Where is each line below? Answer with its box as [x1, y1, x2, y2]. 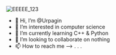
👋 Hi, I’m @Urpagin [14, 17, 62, 24]
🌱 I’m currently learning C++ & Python [14, 30, 109, 37]
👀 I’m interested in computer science [14, 24, 106, 30]
